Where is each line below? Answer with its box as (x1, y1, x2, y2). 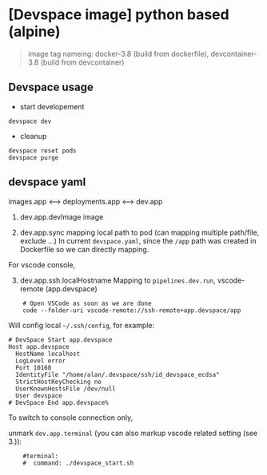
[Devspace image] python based (8, 6, 229, 24)
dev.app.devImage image (19, 212, 104, 221)
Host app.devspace (8, 342, 70, 350)
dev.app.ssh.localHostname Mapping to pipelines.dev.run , (19, 275, 216, 285)
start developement (19, 101, 85, 111)
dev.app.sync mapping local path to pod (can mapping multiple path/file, (19, 228, 260, 237)
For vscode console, (8, 259, 76, 269)
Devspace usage (8, 81, 94, 94)
